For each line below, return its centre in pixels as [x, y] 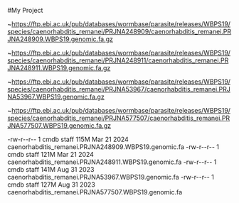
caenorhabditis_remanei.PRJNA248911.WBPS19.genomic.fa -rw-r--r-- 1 [112, 162]
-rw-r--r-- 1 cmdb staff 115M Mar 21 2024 [68, 139]
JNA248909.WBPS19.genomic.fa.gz [60, 39]
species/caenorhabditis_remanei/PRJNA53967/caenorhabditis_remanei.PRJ [119, 89]
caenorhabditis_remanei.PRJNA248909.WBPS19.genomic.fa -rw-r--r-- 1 [113, 147]
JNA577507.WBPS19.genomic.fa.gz [59, 126]
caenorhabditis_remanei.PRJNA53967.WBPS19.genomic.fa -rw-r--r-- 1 [111, 177]
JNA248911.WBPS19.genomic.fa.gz [59, 68]
